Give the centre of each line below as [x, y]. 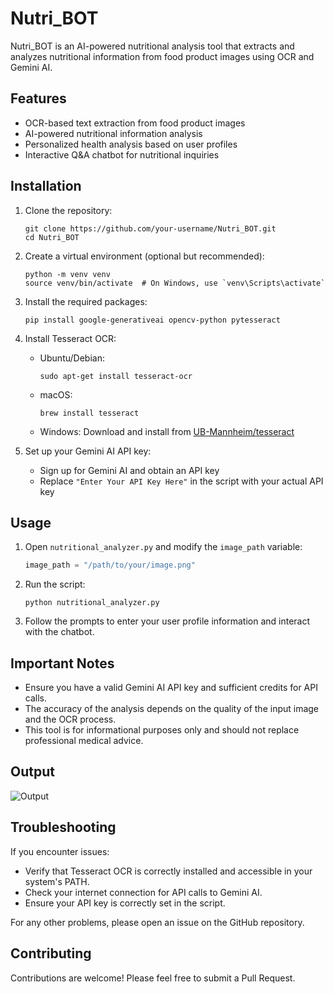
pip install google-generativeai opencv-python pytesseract [152, 320]
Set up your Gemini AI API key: [88, 451]
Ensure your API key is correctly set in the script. [125, 903]
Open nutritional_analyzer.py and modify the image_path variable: [163, 547]
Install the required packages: [86, 301]
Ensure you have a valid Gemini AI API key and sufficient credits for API [171, 688]
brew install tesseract [89, 413]
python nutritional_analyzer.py [92, 603]
